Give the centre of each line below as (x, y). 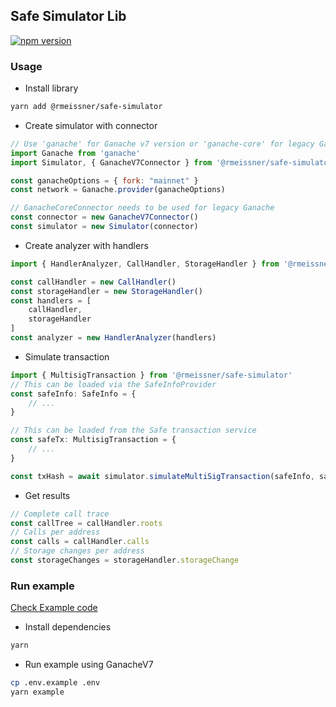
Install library (51, 88)
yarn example (37, 692)
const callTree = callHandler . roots (86, 523)
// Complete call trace (60, 514)
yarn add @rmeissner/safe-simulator (86, 107)
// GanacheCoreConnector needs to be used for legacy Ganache (142, 208)
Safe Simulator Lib (68, 16)
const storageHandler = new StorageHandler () (106, 291)
